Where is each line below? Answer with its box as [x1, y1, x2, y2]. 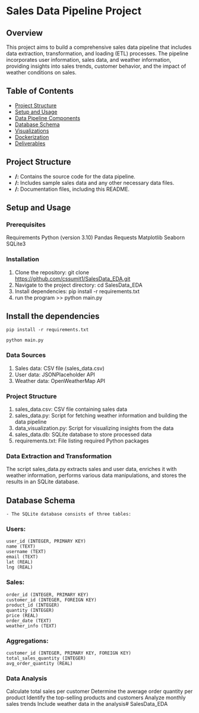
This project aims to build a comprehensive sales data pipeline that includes [6, 43, 192, 51]
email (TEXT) [6, 554, 39, 560]
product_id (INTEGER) [6, 602, 60, 608]
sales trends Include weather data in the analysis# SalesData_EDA [6, 701, 168, 708]
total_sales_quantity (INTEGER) [6, 655, 86, 661]
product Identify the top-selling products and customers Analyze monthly [6, 694, 186, 701]
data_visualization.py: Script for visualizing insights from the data [14, 425, 174, 432]
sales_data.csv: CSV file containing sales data [14, 406, 128, 413]
